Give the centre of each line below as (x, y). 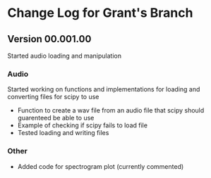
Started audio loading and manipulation (65, 56)
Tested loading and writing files (63, 133)
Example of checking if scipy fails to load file (83, 125)
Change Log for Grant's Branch (100, 13)
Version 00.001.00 (49, 39)
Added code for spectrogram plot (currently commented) (101, 166)
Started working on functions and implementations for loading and (104, 89)
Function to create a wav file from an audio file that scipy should (111, 110)
